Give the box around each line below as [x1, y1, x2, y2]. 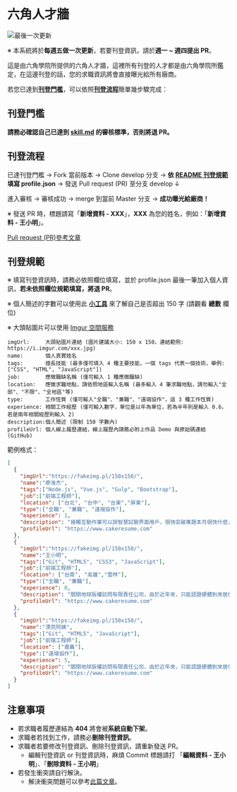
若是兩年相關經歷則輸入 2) [7, 411, 75, 419]
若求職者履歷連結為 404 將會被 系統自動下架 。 [17, 724, 152, 733]
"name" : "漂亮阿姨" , [20, 624, 73, 631]
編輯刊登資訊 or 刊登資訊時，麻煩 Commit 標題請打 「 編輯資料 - [28, 750, 212, 759]
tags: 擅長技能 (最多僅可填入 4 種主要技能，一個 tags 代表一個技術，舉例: [7, 360, 225, 367]
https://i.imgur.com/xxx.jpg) [7, 345, 97, 352]
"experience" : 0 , [20, 584, 71, 592]
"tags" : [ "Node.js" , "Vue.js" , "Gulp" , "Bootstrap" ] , [20, 486, 178, 493]
